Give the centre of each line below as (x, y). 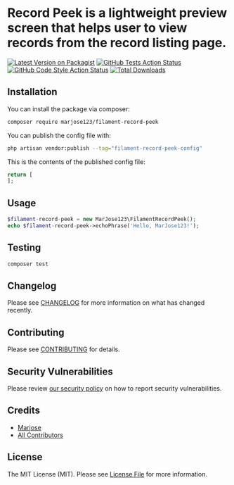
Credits (24, 411)
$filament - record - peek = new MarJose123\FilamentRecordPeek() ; (102, 220)
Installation (32, 92)
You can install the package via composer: (69, 109)
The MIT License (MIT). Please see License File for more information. (107, 474)
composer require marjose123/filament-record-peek (83, 122)
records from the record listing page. (117, 43)
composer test (28, 264)
